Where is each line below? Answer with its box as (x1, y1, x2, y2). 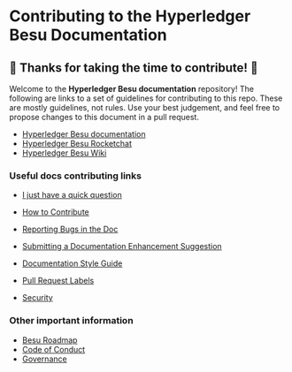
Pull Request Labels (21, 276, 95, 286)
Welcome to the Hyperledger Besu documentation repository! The (9, 84, 255, 94)
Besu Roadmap (21, 334, 78, 345)
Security (21, 292, 53, 303)
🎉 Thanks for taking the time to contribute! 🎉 (9, 60, 258, 75)
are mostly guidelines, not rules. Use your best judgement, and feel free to (9, 102, 280, 112)
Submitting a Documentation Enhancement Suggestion (21, 241, 223, 252)
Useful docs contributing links (9, 170, 142, 182)
